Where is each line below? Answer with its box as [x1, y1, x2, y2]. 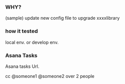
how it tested [5, 28, 38, 35]
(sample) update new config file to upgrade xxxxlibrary [5, 15, 120, 21]
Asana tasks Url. [5, 63, 39, 69]
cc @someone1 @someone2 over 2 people [5, 73, 95, 79]
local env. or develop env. [5, 39, 59, 45]
